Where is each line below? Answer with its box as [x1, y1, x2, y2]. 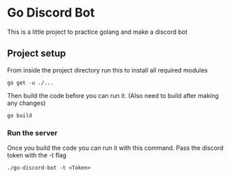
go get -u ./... [7, 79, 54, 86]
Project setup [7, 48, 67, 59]
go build [7, 112, 32, 119]
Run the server [7, 128, 58, 137]
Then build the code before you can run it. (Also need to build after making [7, 91, 219, 99]
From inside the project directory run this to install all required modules [7, 66, 208, 74]
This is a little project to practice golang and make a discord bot [7, 28, 188, 36]
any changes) [7, 99, 46, 107]
